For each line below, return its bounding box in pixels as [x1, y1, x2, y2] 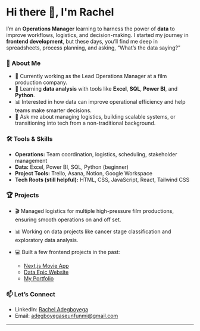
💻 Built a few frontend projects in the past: [14, 248, 120, 255]
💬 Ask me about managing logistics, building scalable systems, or [14, 113, 176, 120]
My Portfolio [23, 274, 54, 282]
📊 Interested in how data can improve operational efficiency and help [14, 98, 186, 106]
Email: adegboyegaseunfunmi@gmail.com [14, 313, 118, 320]
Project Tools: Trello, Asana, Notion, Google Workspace [14, 169, 153, 177]
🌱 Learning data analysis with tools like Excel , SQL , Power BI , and [14, 85, 178, 92]
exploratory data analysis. [14, 236, 79, 243]
